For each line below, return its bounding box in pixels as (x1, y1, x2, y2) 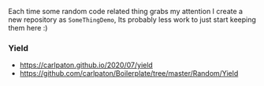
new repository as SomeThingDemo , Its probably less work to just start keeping (8, 15, 256, 24)
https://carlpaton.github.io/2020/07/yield (19, 60, 154, 70)
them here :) (8, 23, 48, 32)
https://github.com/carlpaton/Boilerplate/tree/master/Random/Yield (19, 69, 239, 78)
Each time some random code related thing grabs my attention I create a (8, 7, 243, 16)
